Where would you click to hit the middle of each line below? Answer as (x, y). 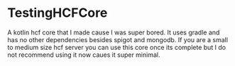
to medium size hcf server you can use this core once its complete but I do (117, 47)
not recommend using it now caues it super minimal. (84, 55)
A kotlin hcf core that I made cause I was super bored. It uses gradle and (114, 32)
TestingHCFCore (58, 13)
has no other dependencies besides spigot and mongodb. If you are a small (118, 39)
